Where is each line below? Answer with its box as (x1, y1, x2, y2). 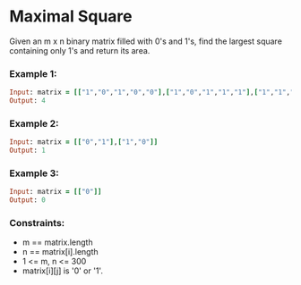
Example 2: (9, 117, 59, 130)
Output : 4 (9, 96, 47, 105)
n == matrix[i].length (21, 247, 99, 257)
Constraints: (9, 217, 65, 229)
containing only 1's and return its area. (9, 45, 150, 55)
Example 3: (9, 167, 60, 180)
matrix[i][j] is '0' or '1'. (21, 265, 103, 276)
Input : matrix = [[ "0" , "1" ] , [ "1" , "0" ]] (9, 138, 159, 147)
